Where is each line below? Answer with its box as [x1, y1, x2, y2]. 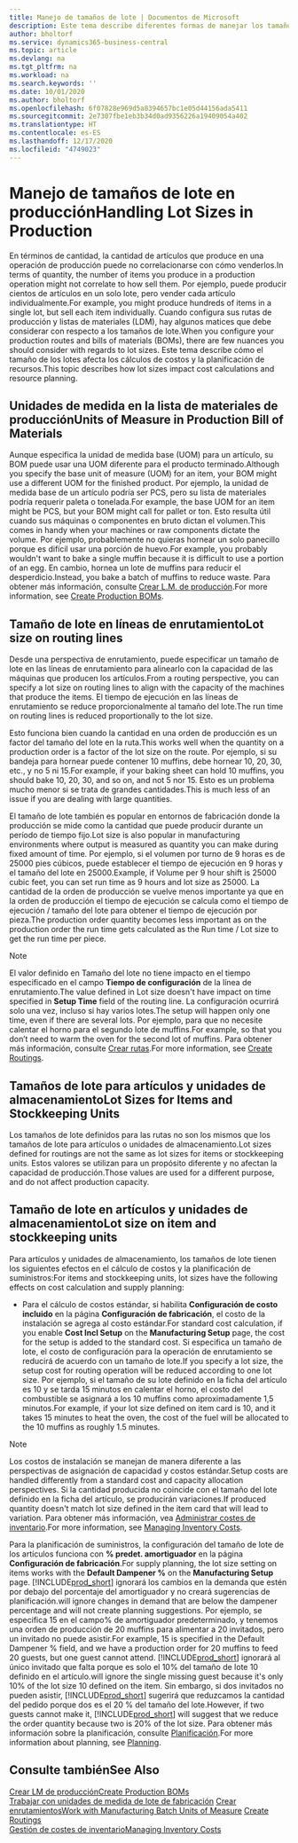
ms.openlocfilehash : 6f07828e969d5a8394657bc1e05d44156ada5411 [9, 104, 248, 113]
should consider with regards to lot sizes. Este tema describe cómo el [9, 344, 263, 355]
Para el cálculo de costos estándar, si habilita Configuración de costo [21, 1298, 278, 1309]
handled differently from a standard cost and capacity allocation [9, 1474, 244, 1486]
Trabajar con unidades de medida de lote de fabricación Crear [9, 1795, 237, 1806]
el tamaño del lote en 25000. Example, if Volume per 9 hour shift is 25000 [9, 867, 277, 878]
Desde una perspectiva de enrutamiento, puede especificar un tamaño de [9, 654, 279, 665]
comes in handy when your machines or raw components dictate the [9, 525, 260, 536]
